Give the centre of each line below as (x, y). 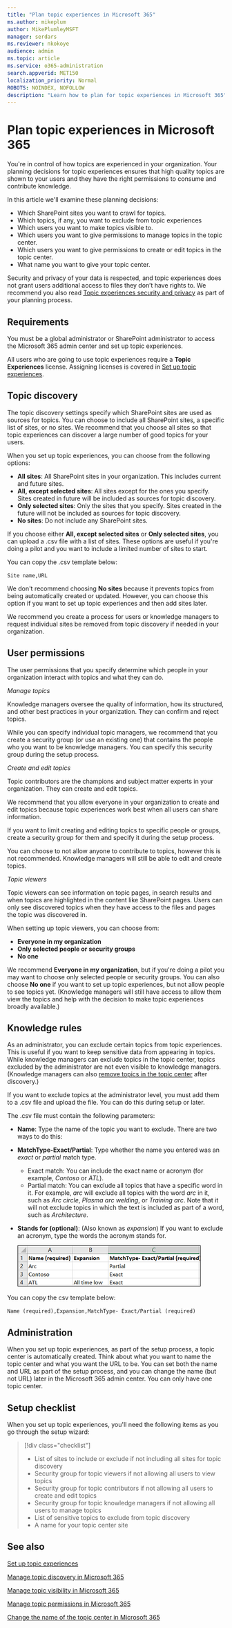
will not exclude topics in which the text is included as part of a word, (126, 1208)
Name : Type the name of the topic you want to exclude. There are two (117, 1129)
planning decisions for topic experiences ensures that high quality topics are (116, 172)
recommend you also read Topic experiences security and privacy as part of (116, 293)
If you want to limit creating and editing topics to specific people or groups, (114, 830)
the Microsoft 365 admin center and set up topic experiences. (95, 346)
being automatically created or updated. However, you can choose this (108, 595)
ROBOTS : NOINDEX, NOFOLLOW (46, 88)
